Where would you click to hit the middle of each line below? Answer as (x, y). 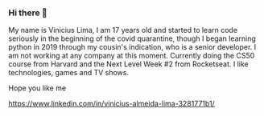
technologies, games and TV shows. (68, 73)
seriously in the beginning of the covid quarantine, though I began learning (132, 38)
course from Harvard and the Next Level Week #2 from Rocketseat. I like (128, 64)
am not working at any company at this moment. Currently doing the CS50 (132, 56)
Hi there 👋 (28, 13)
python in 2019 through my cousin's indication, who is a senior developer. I (132, 47)
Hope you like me (37, 88)
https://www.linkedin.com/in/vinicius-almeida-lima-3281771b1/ (111, 104)
